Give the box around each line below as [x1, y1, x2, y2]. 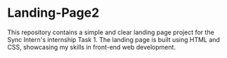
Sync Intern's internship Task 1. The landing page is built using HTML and [7, 35, 220, 43]
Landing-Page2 [7, 5, 100, 21]
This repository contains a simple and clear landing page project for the [7, 28, 214, 36]
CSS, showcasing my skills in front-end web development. [7, 43, 176, 51]
